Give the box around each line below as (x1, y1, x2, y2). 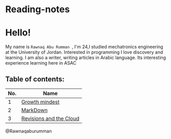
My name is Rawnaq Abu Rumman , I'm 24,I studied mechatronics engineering (5, 44, 163, 50)
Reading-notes (5, 4, 70, 15)
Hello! (5, 27, 31, 39)
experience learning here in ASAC (5, 60, 77, 66)
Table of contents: (5, 75, 65, 84)
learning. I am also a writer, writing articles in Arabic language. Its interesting (5, 54, 166, 61)
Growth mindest (21, 98, 60, 105)
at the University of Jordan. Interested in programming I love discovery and (5, 49, 163, 55)
